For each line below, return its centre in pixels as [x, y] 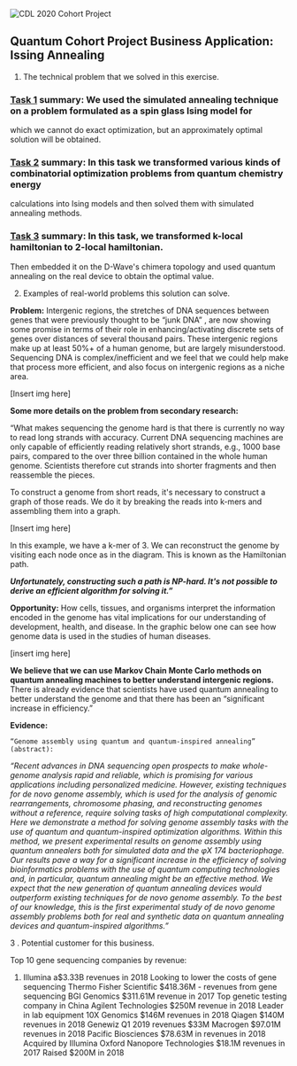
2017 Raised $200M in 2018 [73, 1052]
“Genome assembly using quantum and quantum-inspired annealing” [133, 741]
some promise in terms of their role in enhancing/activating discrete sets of [147, 329]
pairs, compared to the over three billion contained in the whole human [139, 455]
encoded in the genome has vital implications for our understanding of [138, 617]
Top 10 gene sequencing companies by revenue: [99, 960]
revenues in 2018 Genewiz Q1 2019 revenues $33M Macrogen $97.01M [152, 1024]
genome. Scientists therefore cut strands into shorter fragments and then [143, 465]
